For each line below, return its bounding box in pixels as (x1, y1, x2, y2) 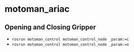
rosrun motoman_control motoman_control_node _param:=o (11, 42, 129, 47)
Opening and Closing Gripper (4, 23, 96, 31)
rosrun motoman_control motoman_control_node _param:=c (11, 37, 129, 42)
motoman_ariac (4, 3, 70, 15)
